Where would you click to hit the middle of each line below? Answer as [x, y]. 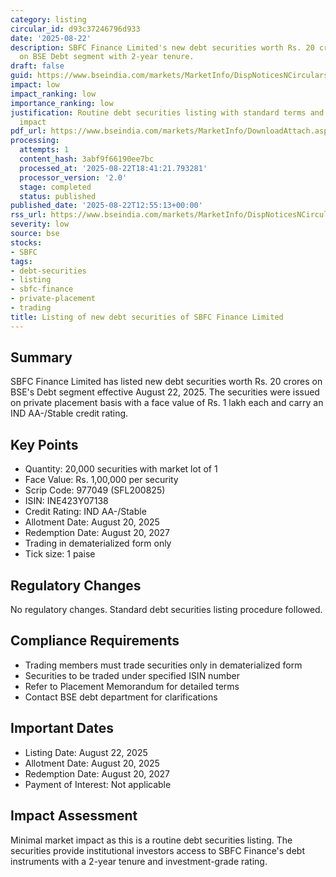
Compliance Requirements [95, 641]
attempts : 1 [44, 150]
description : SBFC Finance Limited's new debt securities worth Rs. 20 [162, 47]
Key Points [44, 444]
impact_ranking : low [53, 94]
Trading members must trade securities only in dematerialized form [163, 665]
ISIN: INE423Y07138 [66, 501]
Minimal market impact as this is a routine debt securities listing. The [151, 840]
